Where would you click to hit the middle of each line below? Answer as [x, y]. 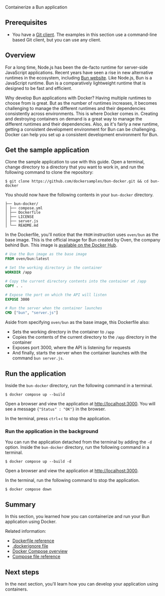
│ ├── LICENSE [20, 217]
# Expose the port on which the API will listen [56, 295]
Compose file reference [36, 556]
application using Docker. [31, 522]
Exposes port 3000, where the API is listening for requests [71, 348]
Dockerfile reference [33, 541]
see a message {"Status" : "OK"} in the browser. [55, 409]
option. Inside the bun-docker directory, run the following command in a [77, 447]
